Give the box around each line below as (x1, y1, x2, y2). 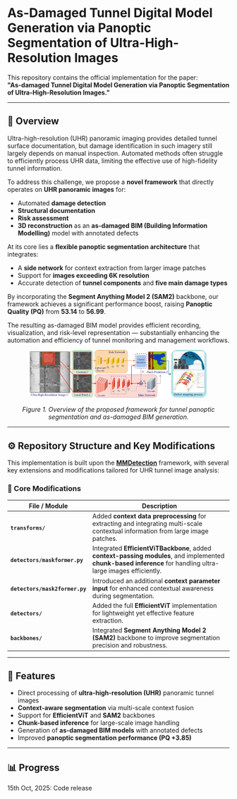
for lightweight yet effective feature (92, 609, 195, 617)
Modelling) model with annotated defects (17, 228, 139, 237)
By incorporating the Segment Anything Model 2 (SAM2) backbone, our (7, 292, 219, 300)
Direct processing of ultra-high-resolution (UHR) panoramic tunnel (17, 689, 214, 697)
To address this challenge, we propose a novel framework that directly (7, 178, 214, 186)
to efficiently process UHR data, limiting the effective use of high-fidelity (7, 157, 217, 165)
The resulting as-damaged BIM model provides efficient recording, (7, 321, 201, 329)
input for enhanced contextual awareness (92, 584, 214, 592)
